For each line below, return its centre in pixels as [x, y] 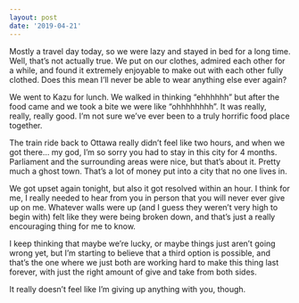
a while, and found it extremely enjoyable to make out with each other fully [146, 70]
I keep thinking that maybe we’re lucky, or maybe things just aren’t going [142, 243]
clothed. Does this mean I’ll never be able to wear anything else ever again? [148, 79]
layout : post [33, 17]
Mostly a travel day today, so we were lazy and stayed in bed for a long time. [150, 51]
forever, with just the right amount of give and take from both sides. [133, 272]
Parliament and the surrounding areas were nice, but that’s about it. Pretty [145, 161]
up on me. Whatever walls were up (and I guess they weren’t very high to [144, 207]
